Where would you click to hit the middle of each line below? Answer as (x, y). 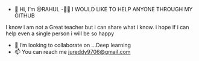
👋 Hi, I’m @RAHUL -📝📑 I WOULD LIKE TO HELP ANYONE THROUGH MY (103, 9)
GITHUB (25, 16)
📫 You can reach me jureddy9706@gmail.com (72, 52)
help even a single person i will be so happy (60, 33)
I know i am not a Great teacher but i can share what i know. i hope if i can (97, 27)
